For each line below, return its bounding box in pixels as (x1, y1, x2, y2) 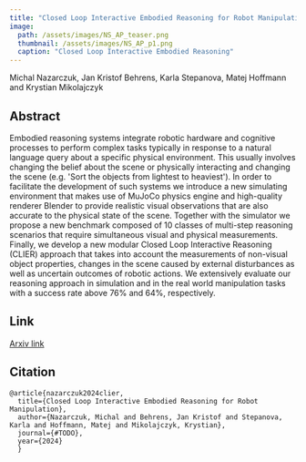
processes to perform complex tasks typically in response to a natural (9, 142, 271, 153)
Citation (9, 364, 56, 380)
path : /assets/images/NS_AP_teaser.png (17, 30, 169, 39)
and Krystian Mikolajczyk (9, 82, 104, 93)
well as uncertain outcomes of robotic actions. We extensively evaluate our (9, 268, 291, 279)
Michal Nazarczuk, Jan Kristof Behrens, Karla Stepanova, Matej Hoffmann (9, 72, 287, 83)
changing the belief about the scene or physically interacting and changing (9, 161, 291, 172)
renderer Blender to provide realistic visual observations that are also (9, 200, 269, 210)
